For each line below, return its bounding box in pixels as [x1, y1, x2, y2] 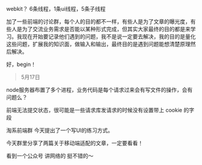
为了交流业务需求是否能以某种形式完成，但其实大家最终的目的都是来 [22, 26, 191, 32]
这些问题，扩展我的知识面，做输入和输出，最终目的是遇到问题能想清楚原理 [6, 41, 191, 47]
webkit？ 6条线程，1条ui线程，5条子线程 [6, 5, 106, 12]
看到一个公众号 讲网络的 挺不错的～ [6, 152, 94, 159]
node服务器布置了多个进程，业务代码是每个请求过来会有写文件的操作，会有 [6, 86, 193, 93]
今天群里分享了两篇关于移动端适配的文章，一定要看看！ [6, 140, 143, 146]
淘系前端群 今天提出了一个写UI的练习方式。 [6, 127, 114, 134]
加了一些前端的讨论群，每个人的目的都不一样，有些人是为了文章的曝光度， [6, 18, 191, 25]
